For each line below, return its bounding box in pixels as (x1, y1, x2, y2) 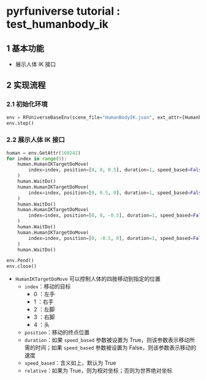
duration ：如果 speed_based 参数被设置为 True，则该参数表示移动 (24, 337, 190, 344)
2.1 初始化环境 (6, 100, 48, 108)
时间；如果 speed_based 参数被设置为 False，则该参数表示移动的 (35, 344, 196, 351)
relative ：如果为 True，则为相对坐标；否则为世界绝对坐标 (24, 367, 173, 374)
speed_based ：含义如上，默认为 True (24, 359, 116, 367)
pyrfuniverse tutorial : (6, 4, 121, 18)
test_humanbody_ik (6, 17, 109, 31)
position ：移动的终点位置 (24, 329, 90, 336)
